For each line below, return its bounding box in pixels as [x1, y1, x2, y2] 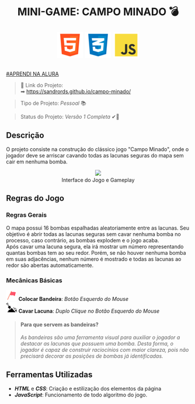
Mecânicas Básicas [6, 276, 62, 285]
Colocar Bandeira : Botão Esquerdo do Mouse [18, 295, 129, 302]
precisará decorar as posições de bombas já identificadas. [20, 352, 163, 360]
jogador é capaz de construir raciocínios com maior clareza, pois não [20, 347, 189, 354]
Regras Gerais [6, 211, 47, 219]
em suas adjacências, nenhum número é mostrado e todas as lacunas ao [6, 255, 182, 262]
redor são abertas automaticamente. [6, 262, 94, 269]
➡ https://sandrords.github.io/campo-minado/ [20, 88, 131, 95]
